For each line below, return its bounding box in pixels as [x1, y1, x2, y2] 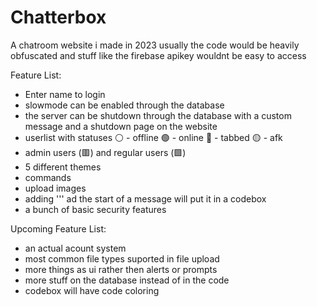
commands [24, 171, 72, 183]
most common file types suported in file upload [24, 252, 220, 265]
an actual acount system [24, 242, 127, 254]
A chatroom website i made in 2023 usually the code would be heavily [10, 39, 300, 51]
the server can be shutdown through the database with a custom [24, 109, 292, 121]
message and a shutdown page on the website [24, 120, 218, 132]
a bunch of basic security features [24, 203, 167, 215]
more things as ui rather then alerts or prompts [24, 263, 218, 275]
